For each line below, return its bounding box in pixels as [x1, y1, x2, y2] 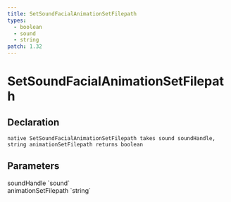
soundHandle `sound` [7, 179, 70, 187]
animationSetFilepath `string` [7, 186, 92, 194]
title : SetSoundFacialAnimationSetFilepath [7, 10, 137, 18]
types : [7, 17, 27, 24]
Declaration [7, 116, 60, 128]
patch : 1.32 [7, 43, 42, 50]
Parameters [7, 160, 60, 172]
